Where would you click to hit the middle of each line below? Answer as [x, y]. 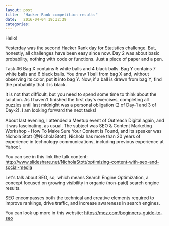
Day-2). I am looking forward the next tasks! [51, 110]
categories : [18, 24]
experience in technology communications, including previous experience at [84, 142]
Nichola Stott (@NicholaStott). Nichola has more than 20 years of [73, 136]
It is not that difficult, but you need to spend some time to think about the [81, 94]
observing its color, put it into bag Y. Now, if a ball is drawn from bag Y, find [84, 79]
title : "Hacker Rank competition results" [52, 15]
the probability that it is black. [36, 85]
